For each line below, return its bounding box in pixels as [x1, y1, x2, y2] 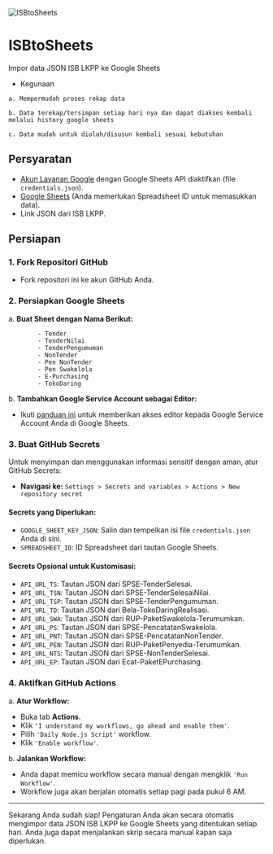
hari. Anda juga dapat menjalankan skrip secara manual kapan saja [8, 827, 232, 837]
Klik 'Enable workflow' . [19, 738, 99, 747]
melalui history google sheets [8, 116, 115, 124]
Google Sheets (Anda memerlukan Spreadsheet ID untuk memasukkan [19, 191, 258, 201]
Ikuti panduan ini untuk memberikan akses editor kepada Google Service [19, 409, 264, 419]
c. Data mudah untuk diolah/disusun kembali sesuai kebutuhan [8, 130, 223, 138]
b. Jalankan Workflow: [8, 753, 87, 763]
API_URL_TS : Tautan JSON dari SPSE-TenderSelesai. [19, 579, 193, 589]
